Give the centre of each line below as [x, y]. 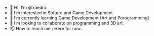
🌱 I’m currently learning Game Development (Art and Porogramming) [79, 18]
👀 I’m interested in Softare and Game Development [61, 13]
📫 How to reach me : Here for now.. [46, 28]
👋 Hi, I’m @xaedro [28, 8]
